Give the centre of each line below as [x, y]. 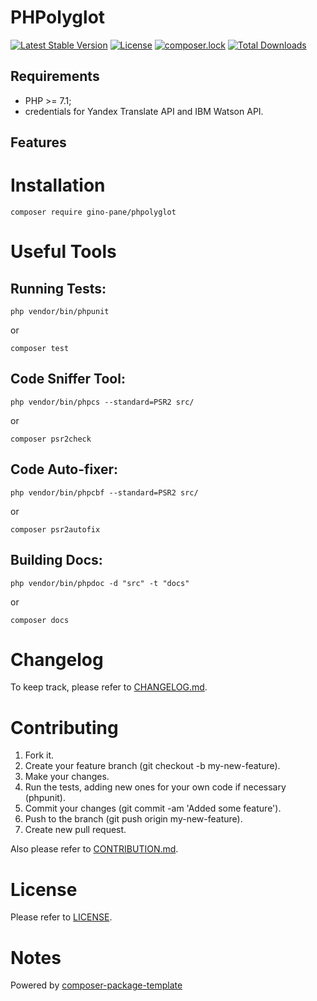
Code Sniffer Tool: [68, 379]
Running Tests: [58, 288]
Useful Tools [63, 252]
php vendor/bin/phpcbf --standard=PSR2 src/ [104, 492]
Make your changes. [67, 777]
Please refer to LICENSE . [61, 917]
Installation [58, 185]
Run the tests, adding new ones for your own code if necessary [155, 787]
